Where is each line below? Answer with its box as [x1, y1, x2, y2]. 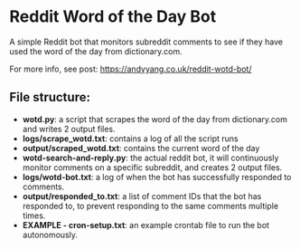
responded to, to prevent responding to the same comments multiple [22, 200, 278, 211]
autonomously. [22, 229, 79, 240]
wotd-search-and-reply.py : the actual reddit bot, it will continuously [22, 152, 279, 163]
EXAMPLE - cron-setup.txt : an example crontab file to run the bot [22, 219, 269, 230]
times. [22, 210, 46, 221]
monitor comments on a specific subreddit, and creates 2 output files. [22, 161, 283, 173]
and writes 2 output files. [22, 123, 116, 134]
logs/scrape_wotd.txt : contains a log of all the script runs [22, 133, 239, 144]
